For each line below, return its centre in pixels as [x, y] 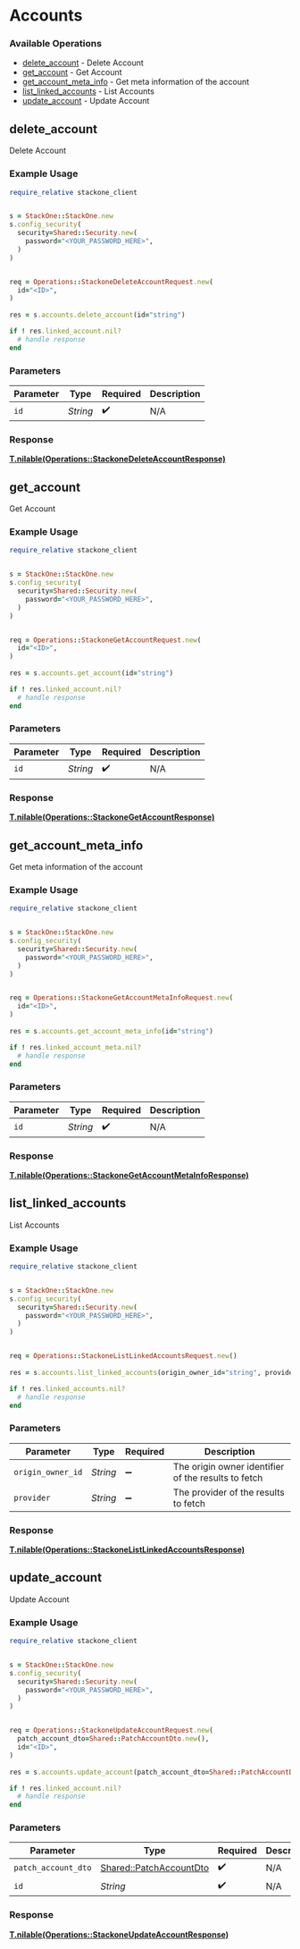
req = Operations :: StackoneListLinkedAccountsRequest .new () [124, 1356]
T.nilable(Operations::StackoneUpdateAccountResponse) [119, 1934]
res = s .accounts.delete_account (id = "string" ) [97, 315]
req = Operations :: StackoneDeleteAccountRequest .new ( [112, 282]
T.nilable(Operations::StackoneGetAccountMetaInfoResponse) [129, 1175]
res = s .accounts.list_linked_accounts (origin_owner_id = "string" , [135, 1372]
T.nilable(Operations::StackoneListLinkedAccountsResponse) [127, 1550]
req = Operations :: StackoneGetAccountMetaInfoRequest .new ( [121, 998]
